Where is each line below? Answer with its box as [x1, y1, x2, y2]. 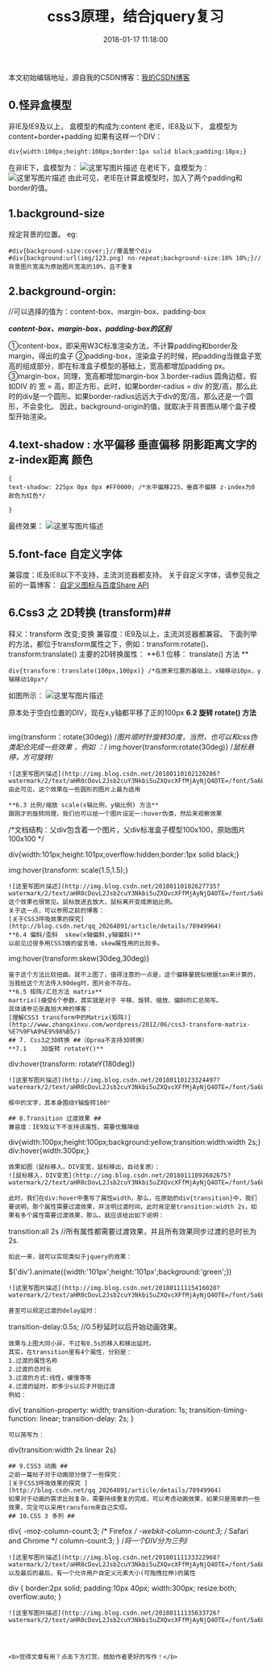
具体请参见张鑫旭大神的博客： [8, 1004, 93, 1013]
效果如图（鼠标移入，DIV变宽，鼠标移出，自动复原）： [8, 1163, 161, 1171]
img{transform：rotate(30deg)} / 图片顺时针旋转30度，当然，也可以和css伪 [8, 731, 258, 741]
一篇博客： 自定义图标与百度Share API [22, 580, 149, 589]
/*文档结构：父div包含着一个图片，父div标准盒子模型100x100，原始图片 [8, 824, 246, 834]
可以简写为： [8, 1431, 45, 1439]
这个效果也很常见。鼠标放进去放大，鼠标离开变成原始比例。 [8, 898, 177, 906]
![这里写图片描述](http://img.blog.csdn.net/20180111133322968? [8, 1553, 220, 1561]
